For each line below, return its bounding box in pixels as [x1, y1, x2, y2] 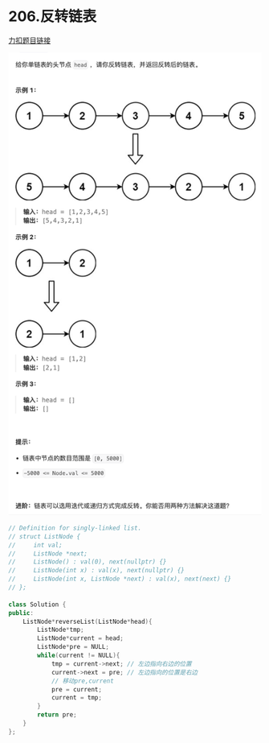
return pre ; [37, 711, 78, 719]
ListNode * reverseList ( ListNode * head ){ [22, 617, 153, 625]
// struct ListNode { [8, 532, 81, 540]
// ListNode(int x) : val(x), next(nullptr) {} [8, 567, 185, 575]
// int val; [8, 541, 63, 549]
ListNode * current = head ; [37, 634, 124, 642]
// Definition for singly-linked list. [8, 524, 142, 532]
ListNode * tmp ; [37, 625, 84, 634]
